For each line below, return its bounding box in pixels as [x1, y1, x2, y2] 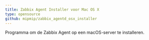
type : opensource [5, 12, 41, 17]
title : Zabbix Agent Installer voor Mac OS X [5, 7, 99, 12]
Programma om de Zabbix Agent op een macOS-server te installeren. [5, 30, 145, 36]
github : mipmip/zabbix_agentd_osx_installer [5, 16, 97, 21]
